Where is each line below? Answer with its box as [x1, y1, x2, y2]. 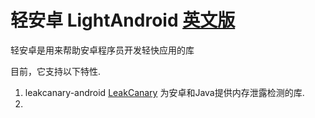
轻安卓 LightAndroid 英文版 [10, 9, 236, 32]
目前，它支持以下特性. [10, 65, 102, 77]
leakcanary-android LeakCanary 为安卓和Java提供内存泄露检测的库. [24, 86, 305, 98]
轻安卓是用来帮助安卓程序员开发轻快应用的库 [10, 44, 195, 56]
